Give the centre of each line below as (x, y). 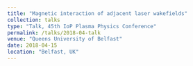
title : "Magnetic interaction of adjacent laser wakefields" (98, 13)
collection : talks (34, 20)
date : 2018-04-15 (32, 45)
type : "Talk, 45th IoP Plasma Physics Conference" (82, 26)
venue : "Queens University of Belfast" (65, 39)
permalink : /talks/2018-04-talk (54, 33)
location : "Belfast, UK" (43, 52)
